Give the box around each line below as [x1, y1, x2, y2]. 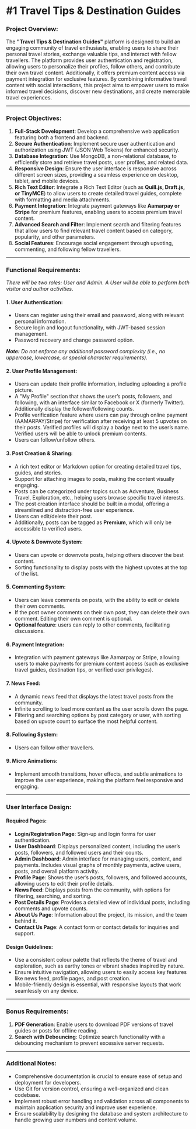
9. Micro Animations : [6, 758, 58, 765]
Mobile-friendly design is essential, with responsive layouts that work [14, 981, 181, 988]
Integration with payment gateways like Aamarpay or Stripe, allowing [14, 654, 180, 661]
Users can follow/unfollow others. [14, 436, 96, 443]
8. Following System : [6, 731, 58, 738]
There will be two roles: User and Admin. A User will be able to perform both [6, 279, 190, 286]
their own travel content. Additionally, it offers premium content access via [6, 69, 185, 77]
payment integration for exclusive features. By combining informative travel [6, 75, 187, 82]
